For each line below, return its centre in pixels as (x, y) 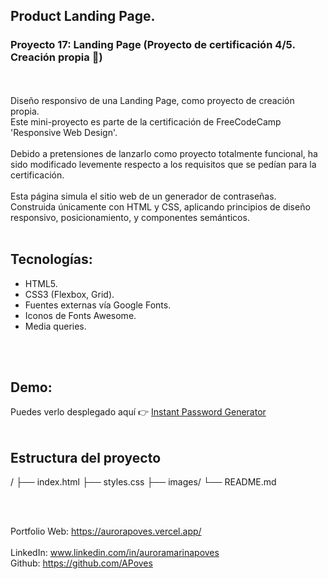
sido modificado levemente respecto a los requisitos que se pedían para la (163, 164)
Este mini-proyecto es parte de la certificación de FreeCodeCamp (146, 121)
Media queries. (55, 326)
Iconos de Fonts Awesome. (80, 315)
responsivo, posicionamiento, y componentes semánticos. (130, 217)
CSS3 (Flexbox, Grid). (69, 294)
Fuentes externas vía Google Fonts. (98, 305)
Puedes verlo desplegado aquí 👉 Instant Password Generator (138, 412)
